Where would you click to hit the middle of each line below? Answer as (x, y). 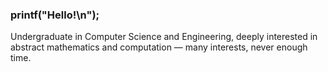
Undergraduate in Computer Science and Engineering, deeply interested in (164, 37)
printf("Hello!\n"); (55, 15)
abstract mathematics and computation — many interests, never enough (159, 47)
